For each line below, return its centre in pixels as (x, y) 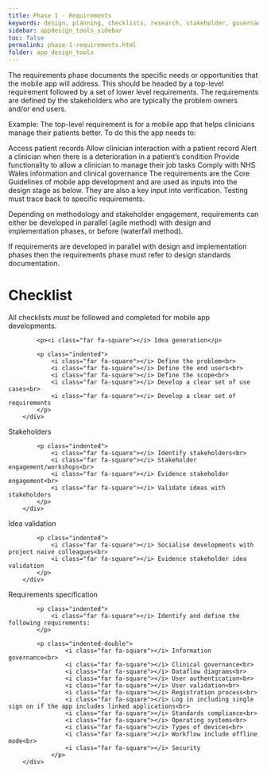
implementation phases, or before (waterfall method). (96, 231)
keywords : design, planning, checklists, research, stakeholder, (118, 23)
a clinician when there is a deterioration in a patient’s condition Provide (124, 157)
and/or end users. (37, 109)
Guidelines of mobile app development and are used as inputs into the (123, 182)
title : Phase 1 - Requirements (60, 15)
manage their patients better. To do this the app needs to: (102, 133)
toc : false (26, 38)
